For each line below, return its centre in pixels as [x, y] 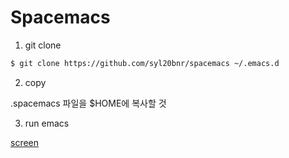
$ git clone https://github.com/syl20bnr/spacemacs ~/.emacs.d [145, 63]
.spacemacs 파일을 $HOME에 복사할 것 [88, 103]
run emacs [47, 123]
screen [25, 142]
